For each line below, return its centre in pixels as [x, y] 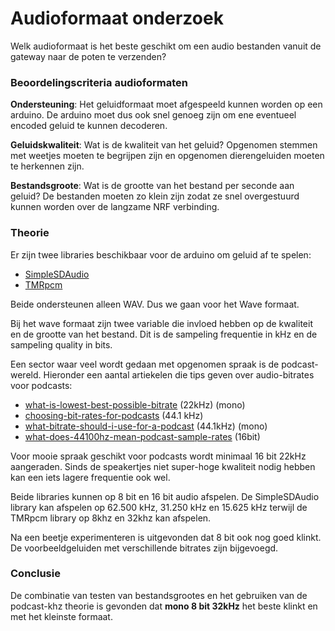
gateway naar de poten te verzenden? [88, 56]
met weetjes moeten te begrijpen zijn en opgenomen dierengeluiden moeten [167, 156]
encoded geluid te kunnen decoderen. [89, 126]
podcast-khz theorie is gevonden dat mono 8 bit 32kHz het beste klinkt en [164, 606]
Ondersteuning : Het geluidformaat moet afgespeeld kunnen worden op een [166, 104]
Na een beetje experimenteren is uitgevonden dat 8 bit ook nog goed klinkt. [166, 537]
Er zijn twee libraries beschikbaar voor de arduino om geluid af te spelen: [161, 254]
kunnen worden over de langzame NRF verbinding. [115, 207]
